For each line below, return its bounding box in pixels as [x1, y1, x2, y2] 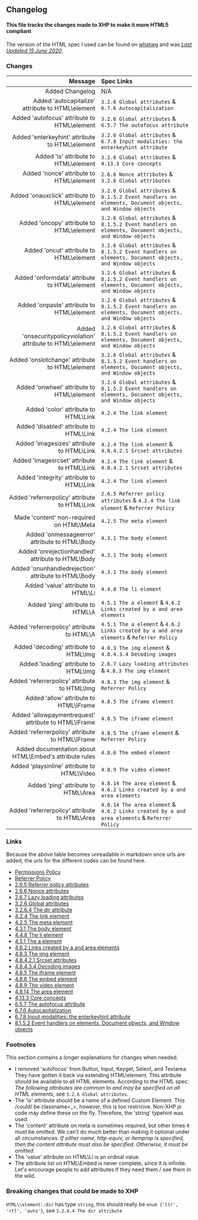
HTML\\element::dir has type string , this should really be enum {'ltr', [6, 1200, 179, 1208]
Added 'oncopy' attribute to [19, 218, 95, 227]
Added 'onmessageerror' [25, 530, 95, 538]
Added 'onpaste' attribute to [17, 301, 95, 309]
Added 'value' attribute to [25, 581, 95, 590]
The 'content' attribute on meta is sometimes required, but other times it [14, 1122, 190, 1129]
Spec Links [101, 77, 133, 85]
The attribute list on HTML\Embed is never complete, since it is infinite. [14, 1160, 187, 1167]
